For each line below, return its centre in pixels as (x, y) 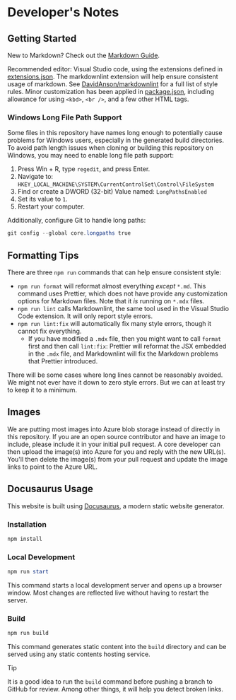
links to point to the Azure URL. (52, 467)
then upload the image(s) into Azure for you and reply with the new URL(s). (117, 451)
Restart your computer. (51, 206)
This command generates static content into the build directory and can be (117, 647)
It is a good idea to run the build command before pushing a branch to (110, 682)
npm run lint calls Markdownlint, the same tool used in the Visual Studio (123, 308)
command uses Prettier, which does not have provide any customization (123, 293)
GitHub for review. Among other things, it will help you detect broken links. (116, 689)
